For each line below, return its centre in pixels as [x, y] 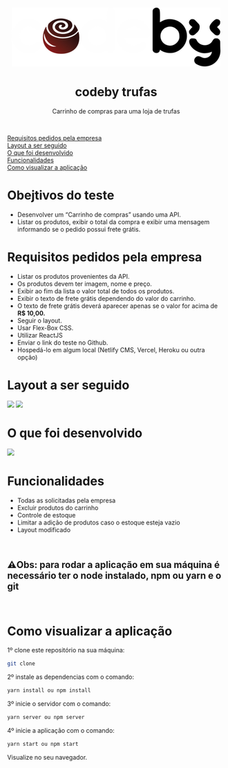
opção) [27, 357]
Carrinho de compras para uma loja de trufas [116, 111]
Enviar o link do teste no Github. [63, 342]
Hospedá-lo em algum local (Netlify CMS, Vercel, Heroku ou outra [111, 349]
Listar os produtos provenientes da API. [73, 276]
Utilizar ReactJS [40, 335]
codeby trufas [116, 92]
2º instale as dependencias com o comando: [71, 677]
